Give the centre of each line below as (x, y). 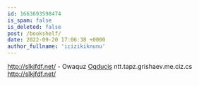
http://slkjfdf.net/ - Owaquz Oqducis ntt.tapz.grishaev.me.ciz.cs (100, 66)
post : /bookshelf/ (34, 33)
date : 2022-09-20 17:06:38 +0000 (56, 40)
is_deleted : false (34, 27)
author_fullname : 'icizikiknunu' (56, 46)
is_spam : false (30, 20)
